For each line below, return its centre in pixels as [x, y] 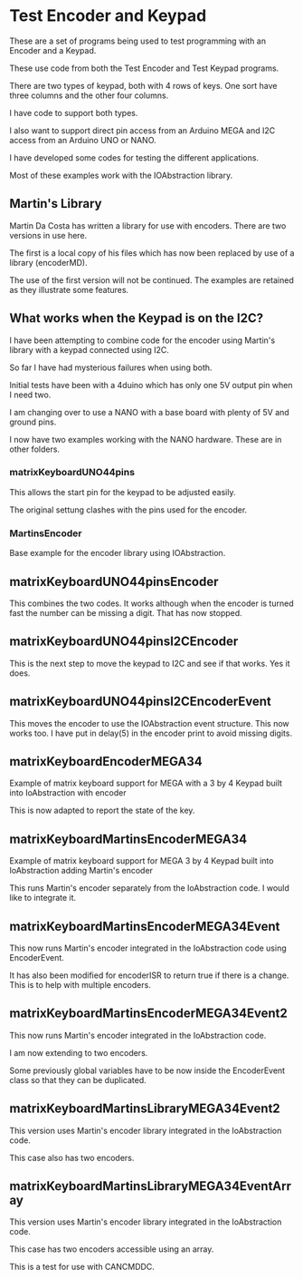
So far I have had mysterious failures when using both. [111, 367]
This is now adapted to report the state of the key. [102, 810]
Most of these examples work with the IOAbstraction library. [121, 175]
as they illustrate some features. [69, 289]
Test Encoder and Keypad [108, 16]
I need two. [30, 395]
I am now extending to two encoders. [79, 1052]
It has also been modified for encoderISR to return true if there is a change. [149, 975]
